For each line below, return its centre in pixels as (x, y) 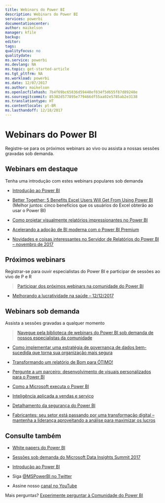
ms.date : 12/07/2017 (26, 83)
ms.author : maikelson (27, 87)
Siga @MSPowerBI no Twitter (42, 476)
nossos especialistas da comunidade (55, 338)
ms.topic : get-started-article (37, 69)
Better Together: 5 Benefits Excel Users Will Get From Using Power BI (83, 200)
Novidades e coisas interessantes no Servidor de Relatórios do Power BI (85, 239)
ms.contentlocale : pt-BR (31, 106)
